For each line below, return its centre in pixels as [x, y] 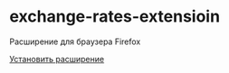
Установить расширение [57, 59]
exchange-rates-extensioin [114, 17]
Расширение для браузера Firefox [75, 41]
